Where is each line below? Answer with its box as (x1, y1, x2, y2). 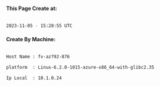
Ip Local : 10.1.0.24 (6, 75, 62, 81)
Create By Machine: (6, 35, 56, 42)
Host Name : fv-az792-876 (6, 54, 70, 60)
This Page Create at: (6, 5, 57, 12)
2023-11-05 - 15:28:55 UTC (6, 23, 73, 29)
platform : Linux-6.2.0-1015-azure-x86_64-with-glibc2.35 (6, 65, 155, 71)
